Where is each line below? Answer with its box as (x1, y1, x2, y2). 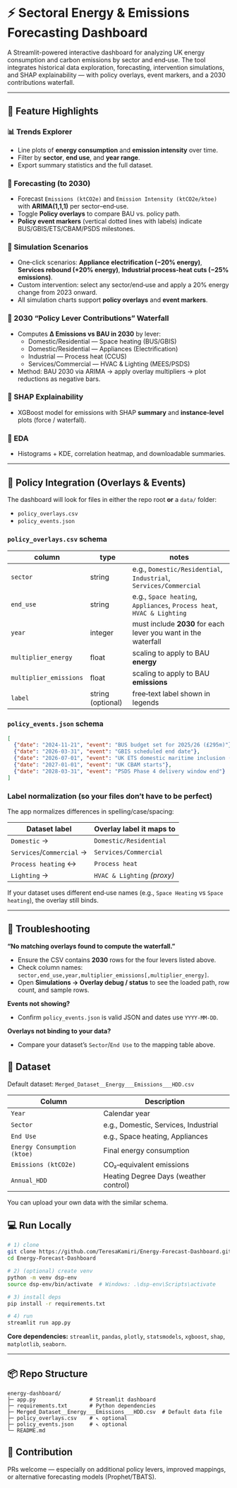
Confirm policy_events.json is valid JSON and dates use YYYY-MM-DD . (17, 1013, 219, 1021)
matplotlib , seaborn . (7, 1340, 67, 1348)
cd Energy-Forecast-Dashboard (7, 1255, 97, 1262)
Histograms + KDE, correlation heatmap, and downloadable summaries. (17, 450, 226, 458)
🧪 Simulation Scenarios (7, 242, 89, 252)
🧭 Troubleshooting (7, 923, 90, 935)
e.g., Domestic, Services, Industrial (103, 1120, 219, 1130)
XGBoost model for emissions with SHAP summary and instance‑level (17, 408, 224, 416)
